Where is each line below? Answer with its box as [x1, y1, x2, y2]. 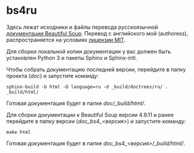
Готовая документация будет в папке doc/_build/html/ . [6, 100, 146, 107]
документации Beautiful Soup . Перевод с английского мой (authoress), [6, 29, 189, 37]
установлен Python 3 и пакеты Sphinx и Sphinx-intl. [6, 54, 137, 61]
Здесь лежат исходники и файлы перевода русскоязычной [6, 23, 158, 31]
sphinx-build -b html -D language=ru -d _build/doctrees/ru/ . [6, 83, 169, 90]
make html [6, 129, 31, 135]
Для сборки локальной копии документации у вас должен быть [6, 47, 171, 55]
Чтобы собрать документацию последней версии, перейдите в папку [6, 65, 186, 73]
